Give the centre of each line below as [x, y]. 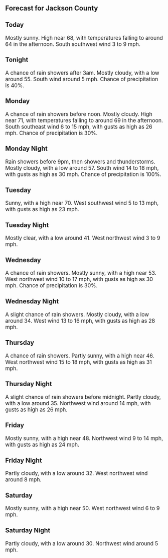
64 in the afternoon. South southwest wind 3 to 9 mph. [73, 44]
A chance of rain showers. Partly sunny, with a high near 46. [80, 356]
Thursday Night [29, 384]
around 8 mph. [23, 480]
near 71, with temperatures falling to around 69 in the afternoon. [84, 120]
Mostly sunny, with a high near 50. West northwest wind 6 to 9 [82, 509]
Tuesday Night [27, 225]
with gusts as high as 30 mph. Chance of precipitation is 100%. [83, 174]
